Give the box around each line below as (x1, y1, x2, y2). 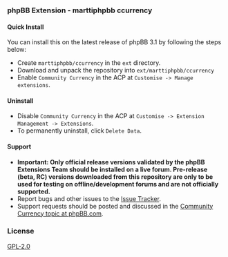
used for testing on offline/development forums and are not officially (17, 180, 219, 188)
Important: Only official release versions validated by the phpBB (17, 158, 205, 166)
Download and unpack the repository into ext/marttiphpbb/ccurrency (17, 66, 214, 75)
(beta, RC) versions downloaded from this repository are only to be (17, 172, 213, 181)
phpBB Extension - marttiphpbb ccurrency (7, 6, 153, 15)
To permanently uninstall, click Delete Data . (17, 126, 142, 135)
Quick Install (7, 23, 44, 31)
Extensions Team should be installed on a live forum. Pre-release (17, 165, 208, 173)
